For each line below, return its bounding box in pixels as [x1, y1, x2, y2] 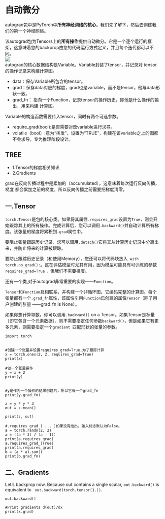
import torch [5, 333, 32, 339]
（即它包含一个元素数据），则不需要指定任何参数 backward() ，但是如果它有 [5, 318, 155, 324]
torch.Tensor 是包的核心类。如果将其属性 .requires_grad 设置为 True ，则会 [5, 216, 154, 222]
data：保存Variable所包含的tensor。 [12, 78, 86, 84]
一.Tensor [5, 202, 36, 211]
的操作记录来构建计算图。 [5, 67, 57, 74]
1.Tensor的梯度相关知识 [12, 164, 60, 170]
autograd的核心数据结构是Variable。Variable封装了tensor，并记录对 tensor [5, 62, 157, 67]
